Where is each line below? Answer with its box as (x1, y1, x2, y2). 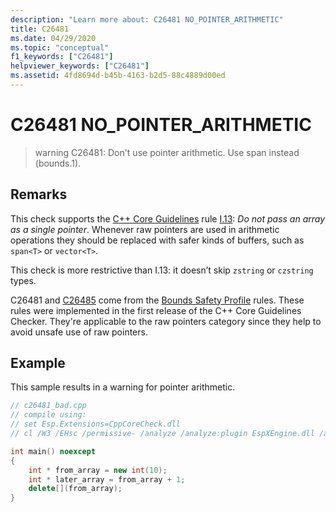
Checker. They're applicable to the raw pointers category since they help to (10, 315, 322, 327)
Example (10, 355, 66, 372)
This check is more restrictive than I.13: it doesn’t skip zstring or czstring (10, 264, 314, 276)
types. (10, 274, 37, 286)
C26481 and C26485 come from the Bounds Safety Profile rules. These (10, 294, 305, 306)
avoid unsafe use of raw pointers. (10, 326, 148, 338)
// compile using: (10, 410, 87, 420)
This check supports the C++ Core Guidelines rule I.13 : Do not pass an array (10, 212, 326, 225)
